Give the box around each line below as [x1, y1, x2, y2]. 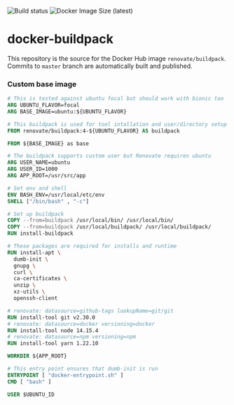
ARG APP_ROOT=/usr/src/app [7, 172, 86, 179]
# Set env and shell [7, 184, 68, 192]
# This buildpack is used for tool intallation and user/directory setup [7, 121, 228, 128]
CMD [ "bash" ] [7, 378, 52, 385]
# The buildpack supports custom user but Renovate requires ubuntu [7, 153, 212, 160]
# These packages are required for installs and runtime [7, 242, 177, 250]
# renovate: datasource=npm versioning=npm [7, 334, 137, 341]
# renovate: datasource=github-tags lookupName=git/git [7, 307, 174, 315]
